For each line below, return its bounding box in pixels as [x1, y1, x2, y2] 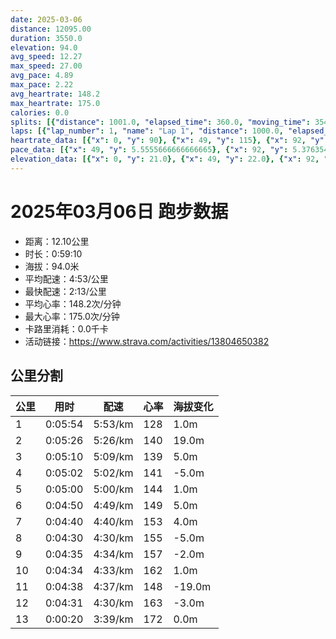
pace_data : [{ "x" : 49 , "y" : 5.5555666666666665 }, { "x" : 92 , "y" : [10, 145, 289, 155]
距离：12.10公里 [24, 235, 90, 247]
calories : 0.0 [10, 107, 70, 118]
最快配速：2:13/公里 [24, 285, 107, 297]
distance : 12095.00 [10, 24, 92, 34]
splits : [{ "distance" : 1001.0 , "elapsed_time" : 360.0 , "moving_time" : [10, 117, 311, 127]
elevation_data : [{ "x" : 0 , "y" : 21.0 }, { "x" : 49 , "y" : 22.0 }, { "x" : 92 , [10, 154, 320, 164]
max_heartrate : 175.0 [10, 98, 101, 108]
